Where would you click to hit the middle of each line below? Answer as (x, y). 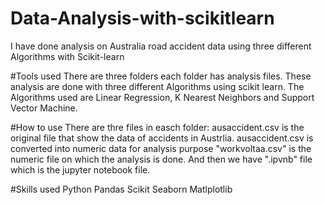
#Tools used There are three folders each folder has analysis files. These (161, 76)
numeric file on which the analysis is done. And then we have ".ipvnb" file (161, 159)
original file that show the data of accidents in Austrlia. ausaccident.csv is (162, 138)
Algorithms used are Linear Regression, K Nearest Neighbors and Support (162, 97)
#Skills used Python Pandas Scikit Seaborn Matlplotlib (121, 189)
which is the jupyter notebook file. (80, 169)
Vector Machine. (44, 108)
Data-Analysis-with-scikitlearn (142, 18)
